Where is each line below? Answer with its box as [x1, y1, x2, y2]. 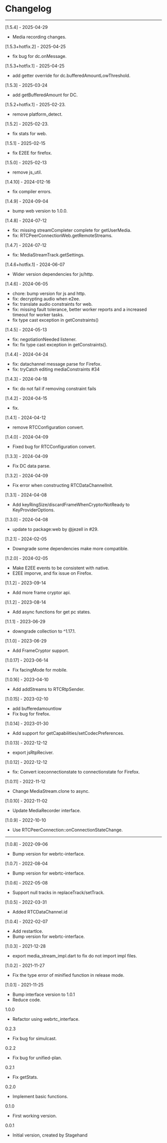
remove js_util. [12, 169, 42, 175]
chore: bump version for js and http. [12, 290, 86, 296]
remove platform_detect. [12, 111, 63, 117]
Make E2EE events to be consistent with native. [12, 565, 109, 571]
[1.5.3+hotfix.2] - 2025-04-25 [5, 43, 66, 49]
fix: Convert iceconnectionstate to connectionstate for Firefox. [12, 769, 140, 775]
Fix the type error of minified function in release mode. [12, 972, 125, 978]
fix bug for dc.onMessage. [12, 53, 67, 59]
